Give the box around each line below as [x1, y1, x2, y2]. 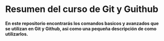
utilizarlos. [5, 31, 29, 37]
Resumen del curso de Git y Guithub [5, 3, 158, 15]
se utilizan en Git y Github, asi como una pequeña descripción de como [5, 25, 157, 31]
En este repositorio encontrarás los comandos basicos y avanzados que [5, 20, 159, 26]
